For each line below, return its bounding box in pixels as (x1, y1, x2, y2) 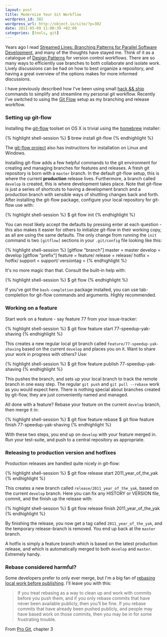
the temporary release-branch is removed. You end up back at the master (5, 525, 156, 532)
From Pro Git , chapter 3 (5, 626, 53, 632)
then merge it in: (5, 406, 39, 412)
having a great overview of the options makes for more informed (5, 71, 138, 76)
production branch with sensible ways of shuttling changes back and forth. (5, 192, 160, 198)
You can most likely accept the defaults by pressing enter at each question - (5, 222, 162, 228)
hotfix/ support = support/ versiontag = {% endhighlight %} (5, 258, 127, 264)
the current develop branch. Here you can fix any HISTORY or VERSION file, (5, 490, 161, 496)
